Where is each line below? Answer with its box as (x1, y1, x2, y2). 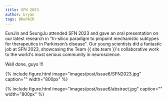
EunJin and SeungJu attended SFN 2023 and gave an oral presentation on (5, 30, 158, 36)
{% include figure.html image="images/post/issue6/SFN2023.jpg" (5, 71, 141, 77)
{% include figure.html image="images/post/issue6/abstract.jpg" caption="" (5, 86, 162, 92)
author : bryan (5, 12, 35, 17)
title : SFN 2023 (5, 7, 39, 12)
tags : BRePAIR (5, 16, 35, 21)
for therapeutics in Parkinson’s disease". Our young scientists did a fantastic (5, 41, 162, 47)
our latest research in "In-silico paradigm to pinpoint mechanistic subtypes (5, 35, 159, 41)
